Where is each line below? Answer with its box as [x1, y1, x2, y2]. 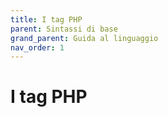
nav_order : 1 [10, 42, 65, 53]
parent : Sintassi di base [10, 24, 118, 34]
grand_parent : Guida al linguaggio [10, 33, 159, 43]
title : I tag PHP [10, 14, 83, 25]
